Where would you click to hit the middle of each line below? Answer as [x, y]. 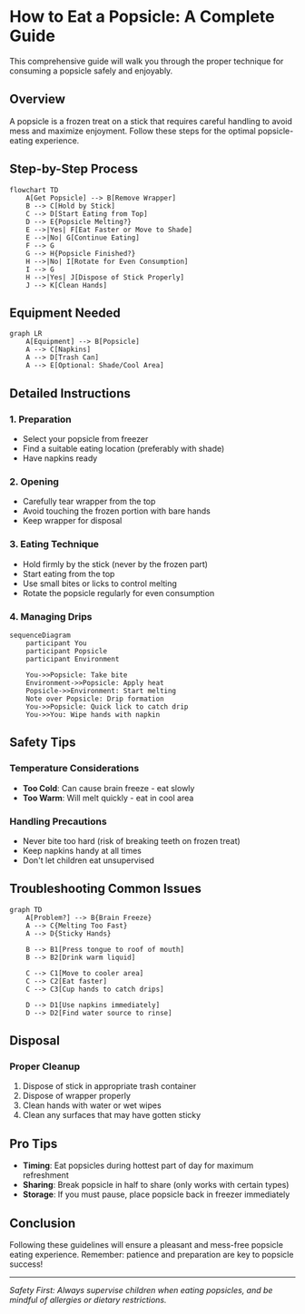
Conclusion [43, 1223]
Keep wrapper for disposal [72, 521]
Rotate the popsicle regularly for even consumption [118, 593]
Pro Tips [34, 1144]
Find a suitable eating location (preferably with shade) [123, 449]
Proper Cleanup [45, 1066]
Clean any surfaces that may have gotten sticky [112, 1115]
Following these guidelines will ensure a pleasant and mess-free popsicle [147, 1245]
